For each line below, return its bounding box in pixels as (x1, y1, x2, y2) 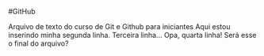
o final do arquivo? (8, 39, 69, 48)
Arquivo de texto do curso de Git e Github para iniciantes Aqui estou (8, 22, 231, 31)
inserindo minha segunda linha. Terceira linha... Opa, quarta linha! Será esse (8, 31, 257, 39)
